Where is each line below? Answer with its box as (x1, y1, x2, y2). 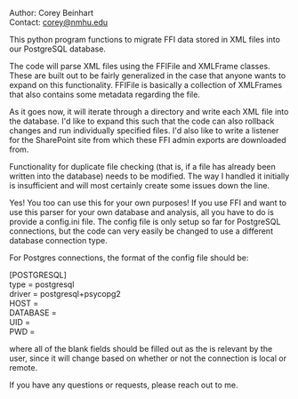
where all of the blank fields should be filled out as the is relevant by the (9, 344, 273, 354)
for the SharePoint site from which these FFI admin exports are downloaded (9, 135, 286, 145)
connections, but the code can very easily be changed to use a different (9, 226, 274, 236)
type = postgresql (9, 279, 75, 290)
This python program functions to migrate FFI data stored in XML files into (9, 35, 280, 44)
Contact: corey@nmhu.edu (9, 17, 109, 28)
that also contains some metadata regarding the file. (9, 89, 200, 100)
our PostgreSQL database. (9, 44, 107, 54)
